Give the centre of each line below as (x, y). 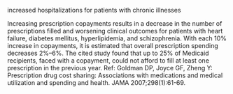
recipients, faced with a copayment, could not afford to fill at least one (108, 61)
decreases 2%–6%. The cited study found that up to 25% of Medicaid (108, 53)
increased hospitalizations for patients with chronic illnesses (94, 10)
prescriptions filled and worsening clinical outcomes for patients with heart (115, 31)
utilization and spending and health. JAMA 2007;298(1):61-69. (97, 83)
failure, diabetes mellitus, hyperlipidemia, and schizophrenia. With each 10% (117, 38)
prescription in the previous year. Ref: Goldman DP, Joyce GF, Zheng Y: (110, 68)
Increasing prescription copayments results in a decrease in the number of (115, 23)
